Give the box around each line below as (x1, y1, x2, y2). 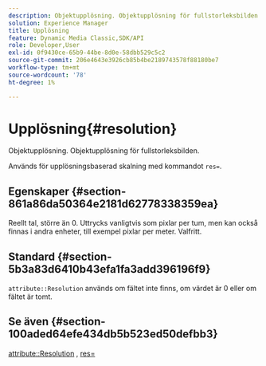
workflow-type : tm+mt (8, 64, 80, 72)
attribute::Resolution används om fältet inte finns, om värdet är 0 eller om (8, 284, 257, 293)
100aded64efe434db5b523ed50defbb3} (8, 328, 218, 341)
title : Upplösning (8, 26, 69, 34)
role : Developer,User (8, 41, 80, 49)
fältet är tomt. (8, 292, 53, 301)
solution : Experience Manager (8, 19, 109, 27)
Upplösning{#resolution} (8, 120, 178, 138)
